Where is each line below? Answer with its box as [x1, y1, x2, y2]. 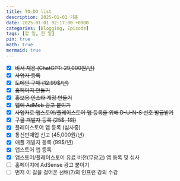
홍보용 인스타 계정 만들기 [14, 94, 72, 101]
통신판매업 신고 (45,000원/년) [14, 131, 84, 138]
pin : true [6, 36, 31, 42]
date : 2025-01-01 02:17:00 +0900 [6, 20, 89, 26]
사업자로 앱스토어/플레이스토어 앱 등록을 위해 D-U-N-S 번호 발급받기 [14, 109, 174, 116]
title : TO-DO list [6, 8, 52, 15]
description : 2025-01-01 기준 [6, 14, 78, 20]
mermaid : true [6, 47, 42, 53]
